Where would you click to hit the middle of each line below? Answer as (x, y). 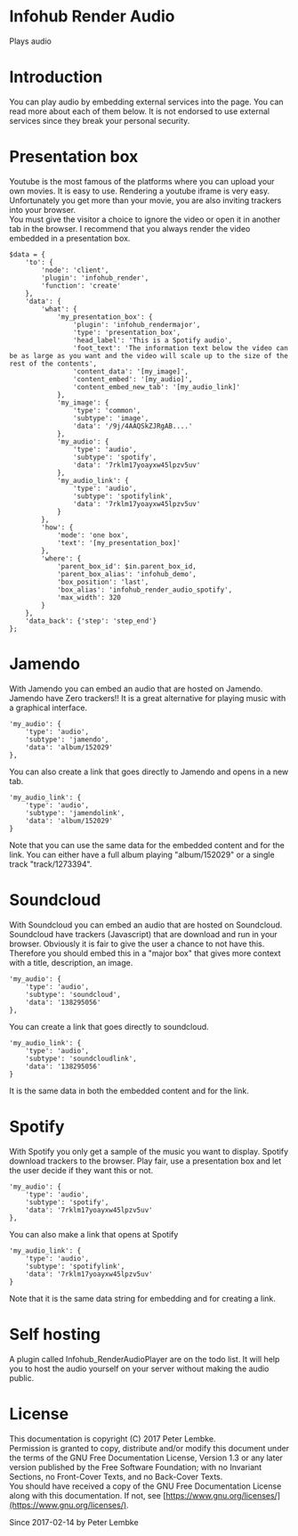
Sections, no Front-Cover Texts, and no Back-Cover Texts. (116, 1476)
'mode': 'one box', (93, 535)
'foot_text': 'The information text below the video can (181, 348)
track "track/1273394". (51, 864)
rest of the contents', (53, 364)
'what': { (59, 309)
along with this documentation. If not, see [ (88, 1495)
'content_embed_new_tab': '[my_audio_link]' (157, 387)
